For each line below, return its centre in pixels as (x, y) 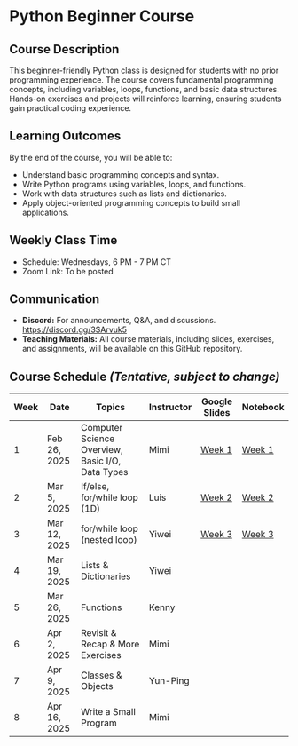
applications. (45, 212)
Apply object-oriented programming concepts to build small (131, 202)
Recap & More (110, 644)
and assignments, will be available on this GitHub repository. (132, 349)
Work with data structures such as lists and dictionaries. (125, 194)
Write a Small (108, 712)
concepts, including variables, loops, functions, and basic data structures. (144, 89)
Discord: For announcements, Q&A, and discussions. (119, 321)
